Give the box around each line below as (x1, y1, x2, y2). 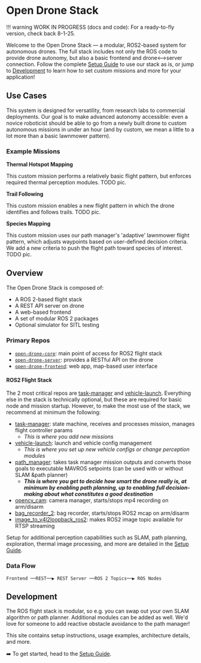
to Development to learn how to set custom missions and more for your (6, 67, 181, 74)
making (23, 490, 44, 498)
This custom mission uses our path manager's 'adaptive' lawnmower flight (6, 232, 190, 239)
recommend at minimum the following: (6, 409, 101, 416)
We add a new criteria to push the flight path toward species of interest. (6, 244, 183, 252)
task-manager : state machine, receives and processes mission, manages (14, 421, 195, 428)
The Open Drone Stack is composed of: (6, 284, 104, 291)
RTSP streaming (14, 523, 55, 530)
